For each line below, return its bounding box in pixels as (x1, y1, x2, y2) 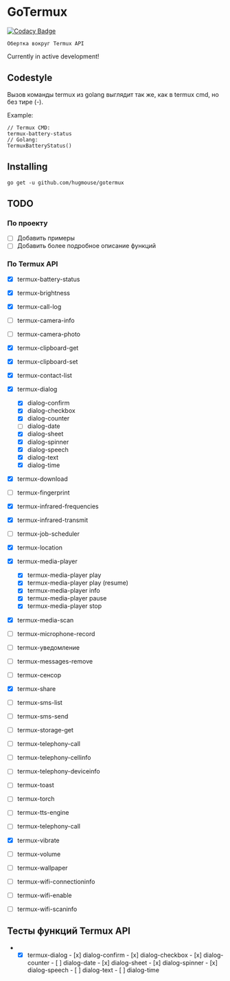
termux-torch (16, 795, 55, 803)
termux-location (16, 543, 63, 552)
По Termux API (7, 259, 58, 269)
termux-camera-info (16, 316, 76, 324)
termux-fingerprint (16, 488, 70, 497)
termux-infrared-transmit (16, 516, 88, 524)
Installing (7, 161, 48, 172)
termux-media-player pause (27, 594, 107, 602)
